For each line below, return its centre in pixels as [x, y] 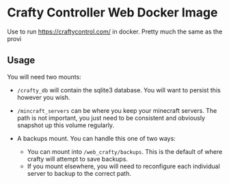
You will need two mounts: [44, 77]
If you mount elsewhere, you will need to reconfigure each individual [123, 166]
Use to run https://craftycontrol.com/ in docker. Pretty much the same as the [115, 31]
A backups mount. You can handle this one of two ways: [96, 138]
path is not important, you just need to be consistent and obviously [111, 118]
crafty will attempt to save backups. [78, 159]
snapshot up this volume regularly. [66, 125]
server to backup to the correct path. [79, 173]
